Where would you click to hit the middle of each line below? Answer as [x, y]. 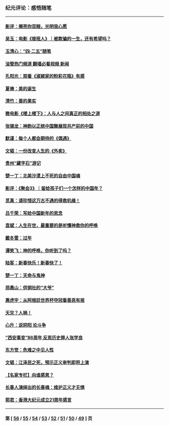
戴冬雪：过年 [18, 238]
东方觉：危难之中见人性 [29, 350]
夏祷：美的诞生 [21, 89]
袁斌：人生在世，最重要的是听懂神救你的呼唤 [52, 225]
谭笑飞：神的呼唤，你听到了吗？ [38, 250]
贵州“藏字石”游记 [23, 163]
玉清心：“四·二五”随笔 [28, 51]
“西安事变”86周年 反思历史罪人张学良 [44, 337]
